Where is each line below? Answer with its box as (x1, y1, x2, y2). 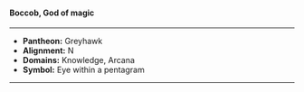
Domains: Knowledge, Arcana (22, 55, 136, 66)
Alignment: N (22, 45, 74, 56)
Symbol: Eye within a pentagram (22, 64, 145, 76)
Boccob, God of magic (9, 7, 95, 18)
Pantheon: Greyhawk (22, 36, 103, 47)
